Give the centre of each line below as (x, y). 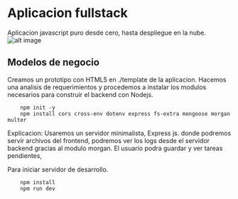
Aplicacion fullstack (67, 13)
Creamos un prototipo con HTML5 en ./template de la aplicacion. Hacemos (117, 79)
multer (17, 120)
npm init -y (38, 108)
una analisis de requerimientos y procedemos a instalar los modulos (107, 87)
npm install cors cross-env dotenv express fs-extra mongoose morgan (125, 114)
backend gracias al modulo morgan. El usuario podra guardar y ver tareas (115, 148)
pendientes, (25, 155)
